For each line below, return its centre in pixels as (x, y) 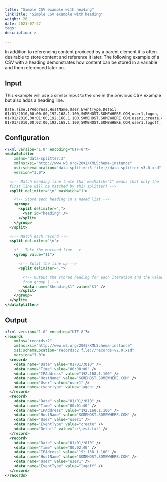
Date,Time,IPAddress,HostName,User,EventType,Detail (61, 109)
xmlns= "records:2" (33, 341)
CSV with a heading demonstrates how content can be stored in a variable (81, 62)
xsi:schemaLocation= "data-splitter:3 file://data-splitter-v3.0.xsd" (88, 168)
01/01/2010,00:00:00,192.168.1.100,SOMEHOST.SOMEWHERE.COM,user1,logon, (82, 114)
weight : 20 (16, 19)
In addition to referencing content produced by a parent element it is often (81, 51)
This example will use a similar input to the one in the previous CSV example (83, 95)
